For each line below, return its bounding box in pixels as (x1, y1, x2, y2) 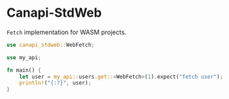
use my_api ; (6, 54, 41, 61)
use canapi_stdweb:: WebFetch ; (6, 41, 95, 48)
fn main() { (6, 66, 41, 74)
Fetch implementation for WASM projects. (6, 28, 127, 36)
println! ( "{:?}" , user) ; (19, 79, 92, 86)
